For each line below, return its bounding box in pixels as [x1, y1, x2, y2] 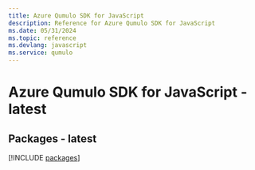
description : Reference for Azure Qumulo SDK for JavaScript [8, 19, 216, 27]
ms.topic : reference [8, 34, 77, 42]
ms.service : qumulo [8, 49, 73, 57]
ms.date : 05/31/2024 [8, 26, 77, 34]
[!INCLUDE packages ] [8, 153, 80, 162]
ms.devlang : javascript [8, 42, 88, 49]
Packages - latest [8, 132, 97, 145]
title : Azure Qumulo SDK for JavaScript [8, 11, 145, 20]
